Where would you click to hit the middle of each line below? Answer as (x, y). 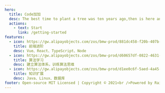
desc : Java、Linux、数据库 (39, 78)
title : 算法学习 (29, 60)
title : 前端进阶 (29, 46)
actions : (18, 23)
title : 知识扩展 (29, 74)
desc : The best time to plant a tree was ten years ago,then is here (82, 19)
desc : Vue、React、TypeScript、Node (50, 51)
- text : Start (28, 28)
